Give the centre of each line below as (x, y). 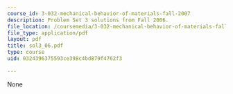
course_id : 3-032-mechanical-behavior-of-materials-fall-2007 (99, 13)
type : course (26, 53)
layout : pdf (24, 39)
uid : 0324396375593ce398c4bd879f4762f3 (65, 59)
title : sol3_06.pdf (35, 46)
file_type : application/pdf (48, 33)
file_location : (29, 26)
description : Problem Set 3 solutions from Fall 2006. (88, 20)
